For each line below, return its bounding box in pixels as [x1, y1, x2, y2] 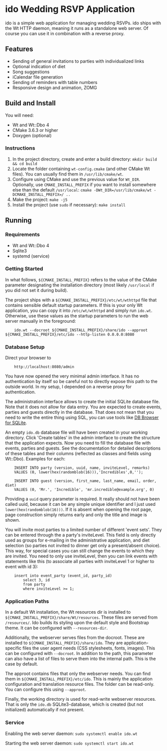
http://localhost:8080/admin [14, 365, 75, 370]
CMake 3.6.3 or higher [12, 127, 59, 133]
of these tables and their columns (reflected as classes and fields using [5, 451, 152, 457]
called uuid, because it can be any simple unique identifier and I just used [5, 501, 156, 507]
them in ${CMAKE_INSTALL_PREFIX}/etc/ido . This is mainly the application [5, 676, 153, 682]
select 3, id [23, 578, 50, 583]
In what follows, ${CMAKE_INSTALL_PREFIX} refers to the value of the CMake [5, 277, 158, 282]
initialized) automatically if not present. [5, 707, 84, 713]
